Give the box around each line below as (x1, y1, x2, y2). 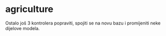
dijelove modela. (5, 25, 40, 31)
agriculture (5, 3, 54, 15)
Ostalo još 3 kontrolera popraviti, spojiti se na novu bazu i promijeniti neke (5, 20, 161, 26)
